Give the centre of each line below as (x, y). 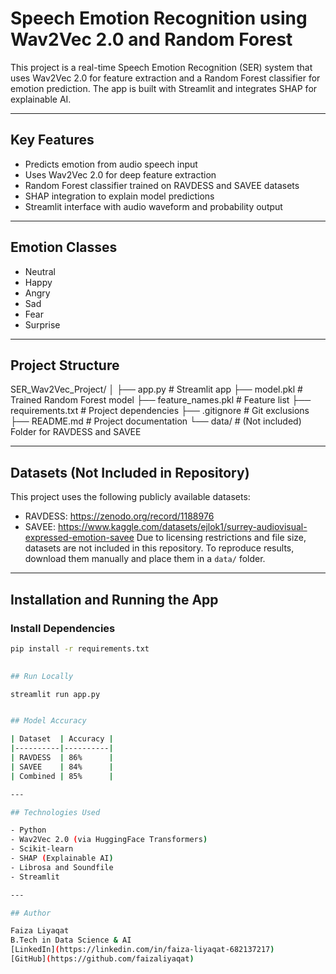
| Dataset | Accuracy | (62, 739)
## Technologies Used (55, 812)
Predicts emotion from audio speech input (111, 164)
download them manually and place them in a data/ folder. (145, 559)
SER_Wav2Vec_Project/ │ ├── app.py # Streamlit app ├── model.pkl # (156, 389)
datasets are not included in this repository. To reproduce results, (159, 548)
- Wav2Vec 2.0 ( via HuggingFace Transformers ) (109, 840)
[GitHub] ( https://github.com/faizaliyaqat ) (102, 959)
